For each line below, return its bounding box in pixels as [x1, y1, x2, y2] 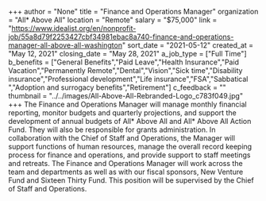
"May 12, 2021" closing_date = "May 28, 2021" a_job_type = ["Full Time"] [8, 49, 248, 58]
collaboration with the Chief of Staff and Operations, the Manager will [8, 133, 236, 142]
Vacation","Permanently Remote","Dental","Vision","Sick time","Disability [8, 66, 243, 75]
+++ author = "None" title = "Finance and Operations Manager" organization [8, 7, 259, 16]
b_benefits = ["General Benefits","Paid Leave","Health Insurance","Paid [8, 57, 240, 67]
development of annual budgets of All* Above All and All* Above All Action [8, 117, 252, 126]
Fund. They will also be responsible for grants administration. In [8, 125, 216, 134]
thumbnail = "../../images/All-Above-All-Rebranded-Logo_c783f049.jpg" [8, 91, 244, 100]
